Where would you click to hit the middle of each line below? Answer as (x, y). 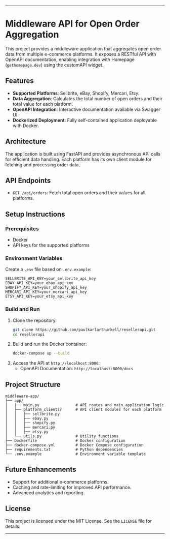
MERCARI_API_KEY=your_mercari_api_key (46, 292)
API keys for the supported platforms (51, 245)
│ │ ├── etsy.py (27, 432)
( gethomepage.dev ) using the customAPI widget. (54, 65)
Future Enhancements (41, 470)
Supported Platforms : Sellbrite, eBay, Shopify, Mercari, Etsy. (76, 93)
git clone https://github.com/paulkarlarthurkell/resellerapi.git (84, 330)
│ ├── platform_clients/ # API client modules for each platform (83, 410)
